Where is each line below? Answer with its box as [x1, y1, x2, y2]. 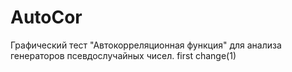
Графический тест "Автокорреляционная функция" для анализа [10, 39, 282, 51]
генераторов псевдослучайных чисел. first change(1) [10, 49, 237, 61]
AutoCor [10, 6, 83, 29]
